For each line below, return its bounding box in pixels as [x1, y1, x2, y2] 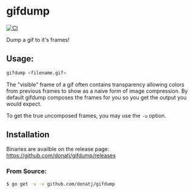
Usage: [6, 53, 35, 64]
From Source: [6, 167, 47, 175]
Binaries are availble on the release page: [6, 146, 110, 153]
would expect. [6, 100, 42, 107]
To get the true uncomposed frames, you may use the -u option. [6, 112, 167, 119]
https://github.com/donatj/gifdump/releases [6, 152, 116, 159]
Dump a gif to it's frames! [6, 36, 70, 43]
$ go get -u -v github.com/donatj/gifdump [6, 181, 115, 187]
